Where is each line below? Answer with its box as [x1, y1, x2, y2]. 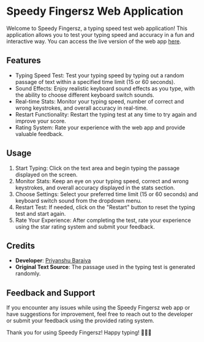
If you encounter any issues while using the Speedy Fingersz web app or [6, 304, 191, 311]
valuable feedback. [15, 130, 64, 137]
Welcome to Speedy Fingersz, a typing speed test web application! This [6, 25, 188, 32]
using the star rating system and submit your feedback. [15, 222, 155, 230]
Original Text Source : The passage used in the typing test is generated [15, 264, 195, 271]
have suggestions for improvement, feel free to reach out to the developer [6, 311, 193, 318]
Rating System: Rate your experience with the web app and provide [15, 124, 186, 131]
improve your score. [15, 117, 66, 124]
